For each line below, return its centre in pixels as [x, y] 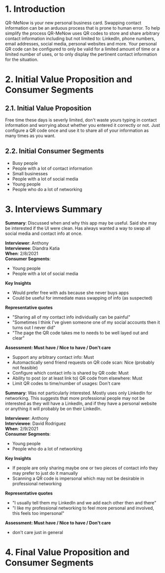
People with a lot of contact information [52, 168]
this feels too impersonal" [38, 513]
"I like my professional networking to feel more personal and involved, [83, 508]
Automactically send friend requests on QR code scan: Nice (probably [83, 362]
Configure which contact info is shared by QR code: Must [70, 373]
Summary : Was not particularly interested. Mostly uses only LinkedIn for [79, 393]
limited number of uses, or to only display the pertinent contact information [81, 54]
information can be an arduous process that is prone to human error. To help [82, 28]
